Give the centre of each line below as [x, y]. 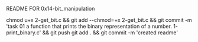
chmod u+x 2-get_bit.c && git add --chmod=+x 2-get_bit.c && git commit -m [99, 20]
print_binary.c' [24, 33]
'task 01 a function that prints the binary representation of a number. [89, 26]
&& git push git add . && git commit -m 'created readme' [110, 33]
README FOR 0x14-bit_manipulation [51, 9]
